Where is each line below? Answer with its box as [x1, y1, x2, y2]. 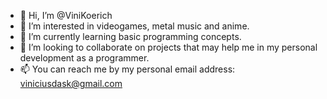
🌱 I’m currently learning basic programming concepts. [19, 31, 242, 42]
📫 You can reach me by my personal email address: [19, 63, 236, 75]
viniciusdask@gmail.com [19, 78, 123, 89]
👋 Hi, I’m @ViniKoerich [19, 10, 113, 21]
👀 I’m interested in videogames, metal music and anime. [19, 20, 250, 32]
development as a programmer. [19, 52, 150, 64]
